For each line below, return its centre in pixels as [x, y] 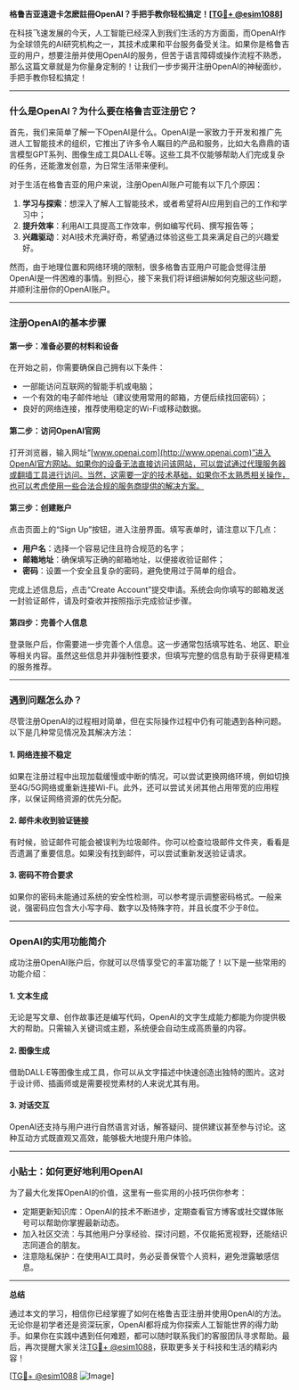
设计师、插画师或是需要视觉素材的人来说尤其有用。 [110, 1083]
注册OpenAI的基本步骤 [58, 323]
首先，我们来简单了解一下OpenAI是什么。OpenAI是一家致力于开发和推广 [142, 132]
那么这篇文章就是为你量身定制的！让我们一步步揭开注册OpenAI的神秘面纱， [148, 66]
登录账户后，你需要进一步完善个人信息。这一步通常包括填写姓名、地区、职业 [149, 645]
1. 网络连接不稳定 [40, 754]
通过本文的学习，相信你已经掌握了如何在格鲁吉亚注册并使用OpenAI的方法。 [148, 1313]
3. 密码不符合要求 [41, 875]
